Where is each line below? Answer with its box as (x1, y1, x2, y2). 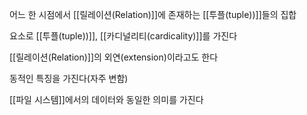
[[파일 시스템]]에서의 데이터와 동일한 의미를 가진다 (9, 94, 204, 105)
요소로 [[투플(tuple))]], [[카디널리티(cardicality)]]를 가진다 (9, 30, 238, 42)
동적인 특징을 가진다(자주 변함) (9, 73, 129, 84)
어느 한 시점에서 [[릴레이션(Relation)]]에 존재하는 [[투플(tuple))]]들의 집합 (9, 9, 297, 20)
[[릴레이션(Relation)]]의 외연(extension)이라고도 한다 (9, 51, 219, 63)
